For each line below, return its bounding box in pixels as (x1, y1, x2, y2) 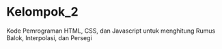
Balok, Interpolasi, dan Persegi (6, 33, 93, 42)
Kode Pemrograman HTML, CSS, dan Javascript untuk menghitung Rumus (6, 27, 216, 35)
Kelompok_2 (6, 4, 79, 20)
